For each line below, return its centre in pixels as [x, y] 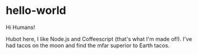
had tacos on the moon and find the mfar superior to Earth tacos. [88, 45]
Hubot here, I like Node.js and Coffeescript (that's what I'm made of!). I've [99, 39]
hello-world [36, 11]
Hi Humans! [21, 27]
